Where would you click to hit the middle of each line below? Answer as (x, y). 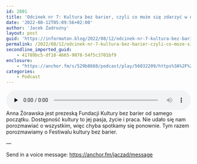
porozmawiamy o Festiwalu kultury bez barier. (62, 132)
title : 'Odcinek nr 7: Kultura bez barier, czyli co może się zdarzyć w (97, 17)
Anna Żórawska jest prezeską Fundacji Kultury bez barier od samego (89, 113)
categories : (21, 71)
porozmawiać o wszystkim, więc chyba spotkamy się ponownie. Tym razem (98, 126)
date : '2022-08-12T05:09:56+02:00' (50, 22)
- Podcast (29, 77)
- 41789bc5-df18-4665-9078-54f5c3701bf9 (67, 55)
